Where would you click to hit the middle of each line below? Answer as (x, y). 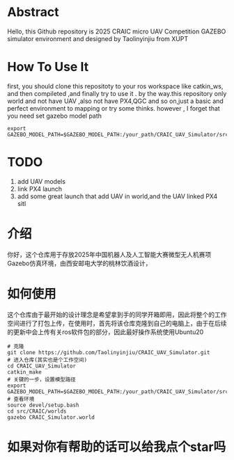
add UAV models (41, 181)
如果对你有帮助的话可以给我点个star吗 (117, 447)
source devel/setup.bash (43, 405)
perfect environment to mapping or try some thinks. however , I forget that (114, 108)
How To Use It (48, 67)
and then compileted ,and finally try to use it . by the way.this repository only (117, 93)
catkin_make (24, 372)
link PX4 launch (40, 189)
